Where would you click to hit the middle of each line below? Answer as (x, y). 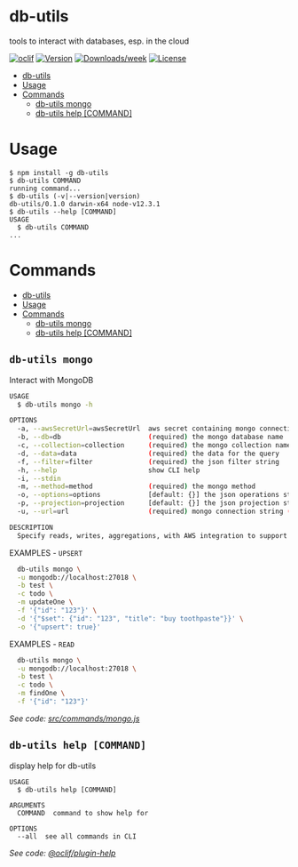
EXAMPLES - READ (42, 644)
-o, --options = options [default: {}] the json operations (148, 495)
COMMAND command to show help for (83, 813)
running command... (45, 189)
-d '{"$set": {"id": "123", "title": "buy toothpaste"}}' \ (130, 618)
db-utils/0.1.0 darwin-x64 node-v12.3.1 (85, 204)
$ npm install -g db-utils (59, 173)
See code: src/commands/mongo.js (74, 718)
